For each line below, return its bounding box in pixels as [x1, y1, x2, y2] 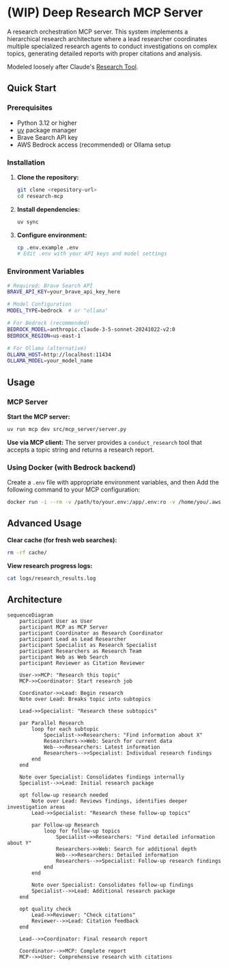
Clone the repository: [16, 173, 79, 181]
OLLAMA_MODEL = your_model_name [7, 358, 94, 365]
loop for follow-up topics [43, 828, 121, 835]
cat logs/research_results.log [7, 574, 96, 582]
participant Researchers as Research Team [19, 648, 142, 655]
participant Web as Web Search [19, 654, 109, 661]
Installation [7, 158, 46, 167]
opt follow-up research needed [19, 792, 109, 799]
